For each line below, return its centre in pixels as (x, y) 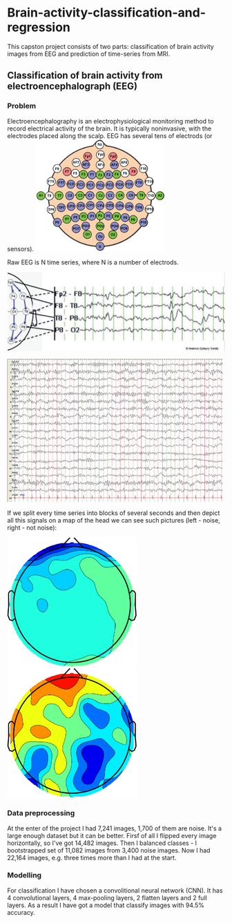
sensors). (21, 249)
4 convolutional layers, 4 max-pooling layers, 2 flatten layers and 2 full (107, 897)
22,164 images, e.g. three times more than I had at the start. (92, 857)
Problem (22, 106)
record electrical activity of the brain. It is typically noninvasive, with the (109, 128)
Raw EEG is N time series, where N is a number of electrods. (93, 262)
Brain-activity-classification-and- (106, 13)
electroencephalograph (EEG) (72, 87)
